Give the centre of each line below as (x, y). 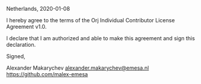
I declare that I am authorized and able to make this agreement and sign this (101, 38)
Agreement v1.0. (27, 27)
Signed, (16, 56)
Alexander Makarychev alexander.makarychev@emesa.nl (78, 68)
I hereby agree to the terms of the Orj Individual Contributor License (91, 20)
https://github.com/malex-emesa (47, 74)
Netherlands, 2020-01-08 (38, 9)
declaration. (21, 45)
